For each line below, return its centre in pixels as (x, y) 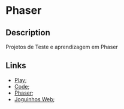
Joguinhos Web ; (34, 99)
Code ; (22, 86)
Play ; (20, 80)
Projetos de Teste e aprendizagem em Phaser (62, 47)
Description (28, 33)
